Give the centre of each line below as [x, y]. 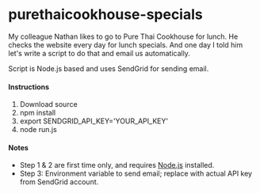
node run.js [38, 130]
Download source [48, 104]
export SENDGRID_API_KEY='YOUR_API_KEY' [94, 121]
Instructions [29, 87]
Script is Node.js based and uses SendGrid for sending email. [109, 68]
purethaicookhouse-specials [106, 15]
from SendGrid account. [59, 182]
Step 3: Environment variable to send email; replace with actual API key [136, 174]
